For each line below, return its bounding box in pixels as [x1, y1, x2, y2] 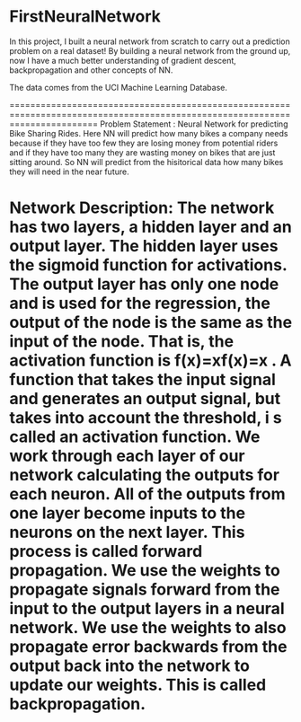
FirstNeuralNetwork [9, 6, 162, 27]
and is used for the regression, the [9, 294, 271, 313]
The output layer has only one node [9, 274, 279, 295]
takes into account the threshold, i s [9, 408, 282, 428]
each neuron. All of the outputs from [9, 484, 286, 505]
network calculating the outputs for [9, 465, 280, 486]
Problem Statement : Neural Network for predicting [100, 119, 288, 129]
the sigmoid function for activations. [9, 255, 288, 276]
